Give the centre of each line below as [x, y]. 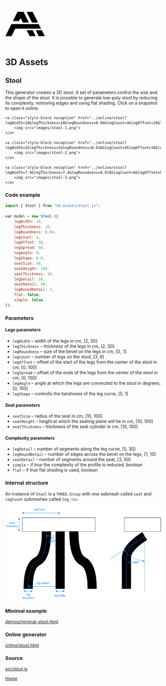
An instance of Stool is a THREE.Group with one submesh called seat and [78, 494]
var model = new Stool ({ [32, 216]
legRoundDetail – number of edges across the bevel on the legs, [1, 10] [84, 454]
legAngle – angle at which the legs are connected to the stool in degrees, [86, 383]
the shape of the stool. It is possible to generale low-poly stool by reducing [81, 98]
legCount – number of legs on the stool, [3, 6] [58, 356]
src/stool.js [17, 669]
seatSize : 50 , [28, 263]
